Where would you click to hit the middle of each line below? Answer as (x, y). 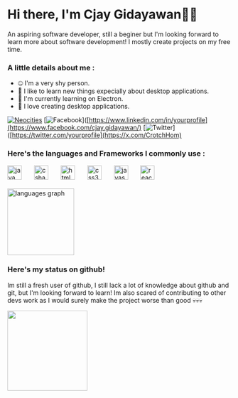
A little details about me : (51, 68)
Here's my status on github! (56, 269)
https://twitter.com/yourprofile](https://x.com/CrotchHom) (97, 135)
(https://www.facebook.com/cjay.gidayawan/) (75, 128)
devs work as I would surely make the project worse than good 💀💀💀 (105, 300)
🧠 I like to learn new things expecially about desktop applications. (113, 91)
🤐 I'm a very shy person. (54, 83)
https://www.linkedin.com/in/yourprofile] (148, 120)
